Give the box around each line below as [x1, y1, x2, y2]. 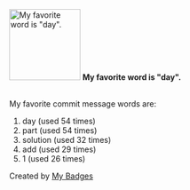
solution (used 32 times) [21, 135, 112, 145]
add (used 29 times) [21, 144, 97, 154]
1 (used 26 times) [21, 154, 86, 163]
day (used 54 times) [21, 115, 96, 126]
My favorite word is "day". [82, 72, 182, 83]
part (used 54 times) [21, 125, 98, 136]
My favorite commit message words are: [9, 99, 157, 109]
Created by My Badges [9, 170, 93, 181]
